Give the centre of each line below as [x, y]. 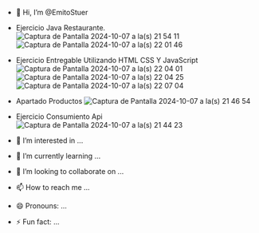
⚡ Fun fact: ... [37, 222]
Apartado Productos [49, 101]
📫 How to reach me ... [53, 187]
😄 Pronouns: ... [41, 206]
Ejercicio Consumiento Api [59, 116]
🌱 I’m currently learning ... [58, 156]
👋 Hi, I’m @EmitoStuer [52, 12]
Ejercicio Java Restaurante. [61, 28]
